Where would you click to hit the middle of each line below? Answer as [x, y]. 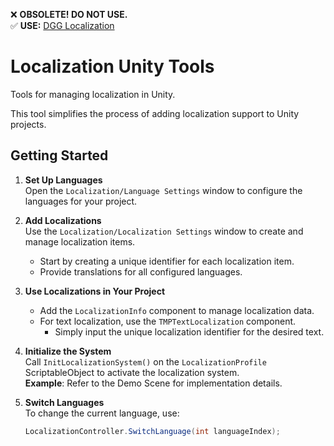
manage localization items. [80, 241]
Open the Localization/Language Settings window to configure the [163, 190]
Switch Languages [64, 402]
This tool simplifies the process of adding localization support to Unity [155, 113]
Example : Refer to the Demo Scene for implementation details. [153, 383]
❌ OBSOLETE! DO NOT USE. [69, 14]
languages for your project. [81, 201]
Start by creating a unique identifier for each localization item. [167, 261]
